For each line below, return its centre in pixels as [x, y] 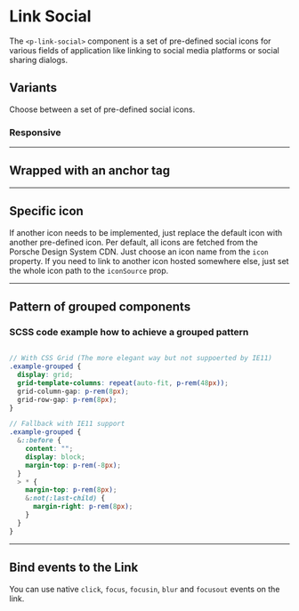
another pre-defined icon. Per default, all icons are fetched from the [133, 242]
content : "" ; [49, 449]
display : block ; [56, 457]
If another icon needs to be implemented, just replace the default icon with [146, 232]
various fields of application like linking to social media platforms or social [145, 50]
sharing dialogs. [39, 60]
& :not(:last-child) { [65, 498]
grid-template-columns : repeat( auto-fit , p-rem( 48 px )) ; [123, 383]
